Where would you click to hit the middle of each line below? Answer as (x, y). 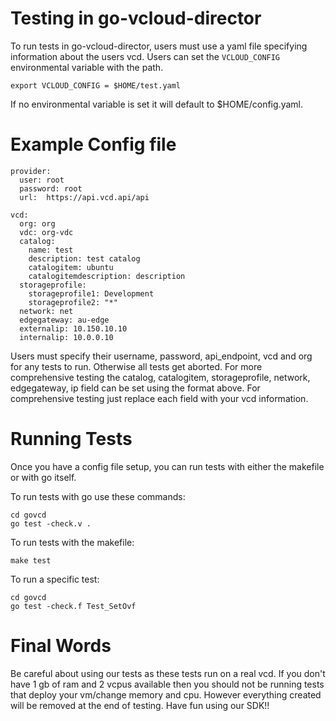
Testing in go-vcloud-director (136, 18)
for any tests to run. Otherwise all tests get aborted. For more (136, 366)
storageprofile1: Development (91, 293)
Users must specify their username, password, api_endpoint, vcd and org (161, 356)
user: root (42, 180)
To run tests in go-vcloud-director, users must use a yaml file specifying (159, 46)
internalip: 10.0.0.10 (66, 337)
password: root (51, 188)
